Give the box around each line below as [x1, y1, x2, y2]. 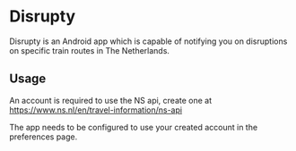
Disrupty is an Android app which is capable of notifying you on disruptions [9, 36, 288, 46]
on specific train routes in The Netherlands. [9, 45, 170, 55]
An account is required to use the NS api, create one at [9, 95, 213, 105]
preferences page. [9, 131, 78, 142]
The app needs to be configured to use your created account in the [9, 122, 258, 132]
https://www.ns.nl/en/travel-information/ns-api [9, 105, 182, 115]
